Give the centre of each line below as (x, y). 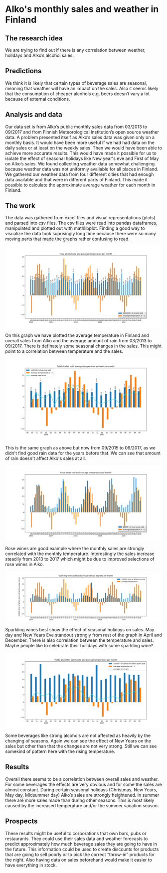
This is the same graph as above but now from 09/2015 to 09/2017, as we (81, 448)
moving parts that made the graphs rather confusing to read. (67, 239)
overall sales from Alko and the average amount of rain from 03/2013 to (79, 341)
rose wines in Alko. (24, 564)
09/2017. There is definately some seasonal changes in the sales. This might (83, 346)
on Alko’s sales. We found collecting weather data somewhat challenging (80, 163)
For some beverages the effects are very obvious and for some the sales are (83, 784)
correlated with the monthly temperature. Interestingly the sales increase (80, 554)
